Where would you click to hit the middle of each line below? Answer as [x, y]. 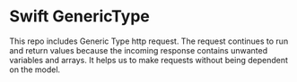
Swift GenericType [79, 16]
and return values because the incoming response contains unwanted [138, 50]
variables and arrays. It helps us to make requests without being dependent [149, 60]
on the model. [35, 70]
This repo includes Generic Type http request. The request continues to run [149, 41]
